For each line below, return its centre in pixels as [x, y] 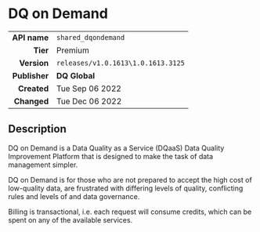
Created [34, 89]
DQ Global [76, 75]
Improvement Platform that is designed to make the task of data [111, 156]
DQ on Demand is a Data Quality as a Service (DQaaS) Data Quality [116, 148]
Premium [73, 50]
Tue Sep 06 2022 [88, 89]
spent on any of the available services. [70, 219]
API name [31, 38]
